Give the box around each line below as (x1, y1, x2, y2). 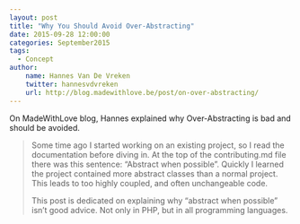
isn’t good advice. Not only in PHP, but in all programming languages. (31, 204, 288, 215)
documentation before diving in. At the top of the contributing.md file (31, 149, 287, 159)
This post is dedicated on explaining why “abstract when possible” (31, 194, 278, 206)
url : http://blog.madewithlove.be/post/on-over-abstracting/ (25, 88, 259, 97)
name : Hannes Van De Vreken (25, 72, 130, 81)
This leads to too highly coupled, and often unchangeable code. (31, 177, 268, 188)
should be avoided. (9, 122, 81, 133)
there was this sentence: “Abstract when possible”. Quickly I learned (31, 159, 285, 169)
